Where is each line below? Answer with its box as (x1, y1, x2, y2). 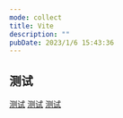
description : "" (9, 29, 70, 38)
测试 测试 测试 (9, 99, 61, 110)
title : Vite (9, 21, 54, 30)
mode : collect (9, 13, 63, 22)
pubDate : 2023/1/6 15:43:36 (9, 38, 115, 47)
